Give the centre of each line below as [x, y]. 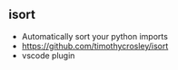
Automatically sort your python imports [95, 36]
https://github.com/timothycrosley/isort [95, 46]
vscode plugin [48, 55]
